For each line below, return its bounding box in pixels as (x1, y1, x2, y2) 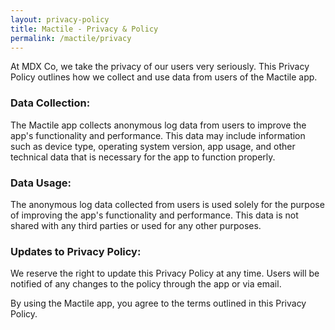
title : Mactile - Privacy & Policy (10, 24, 159, 34)
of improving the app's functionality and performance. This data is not (10, 209, 299, 221)
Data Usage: (10, 176, 72, 190)
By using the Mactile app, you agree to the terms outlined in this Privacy (10, 297, 307, 310)
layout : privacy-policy (10, 14, 110, 25)
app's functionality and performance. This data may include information (10, 129, 306, 141)
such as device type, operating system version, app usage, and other (10, 140, 296, 152)
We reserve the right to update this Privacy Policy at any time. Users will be (10, 267, 320, 280)
